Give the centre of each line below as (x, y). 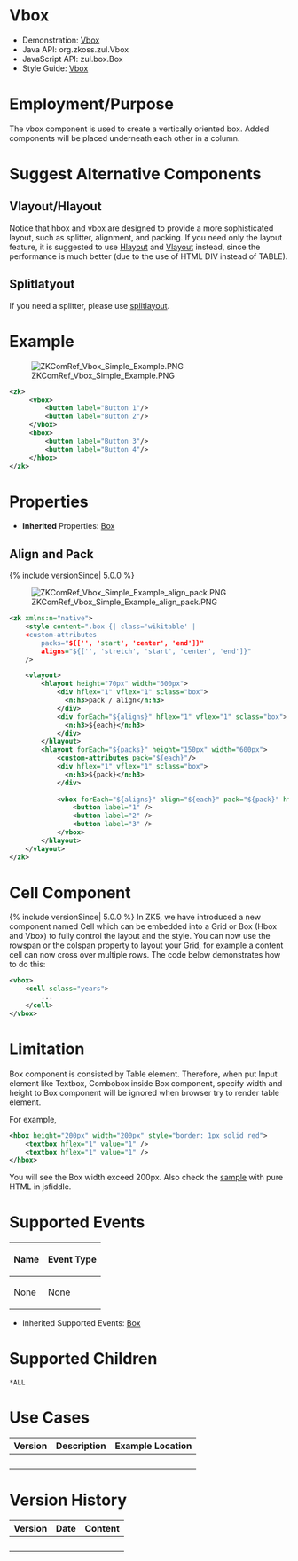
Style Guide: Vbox (55, 68)
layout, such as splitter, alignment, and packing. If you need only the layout (146, 237)
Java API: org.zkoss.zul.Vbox (75, 49)
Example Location (153, 1446)
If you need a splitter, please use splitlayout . (90, 305)
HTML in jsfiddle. (40, 1187)
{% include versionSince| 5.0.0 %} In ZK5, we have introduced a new (135, 917)
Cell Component (70, 892)
